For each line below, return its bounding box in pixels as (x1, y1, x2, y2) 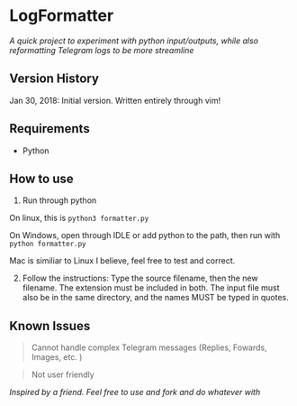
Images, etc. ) (31, 352, 83, 363)
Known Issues (9, 318, 91, 334)
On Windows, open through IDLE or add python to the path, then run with (9, 230, 281, 241)
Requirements (9, 121, 90, 136)
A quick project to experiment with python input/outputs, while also (9, 35, 259, 46)
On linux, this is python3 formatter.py (9, 213, 149, 224)
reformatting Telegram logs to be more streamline (9, 44, 194, 55)
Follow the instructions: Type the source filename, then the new (22, 272, 258, 284)
